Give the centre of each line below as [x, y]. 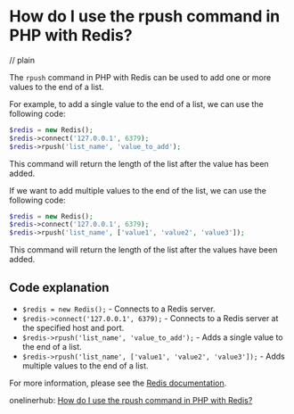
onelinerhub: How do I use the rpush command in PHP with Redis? [131, 400]
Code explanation [59, 287]
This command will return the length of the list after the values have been [143, 250]
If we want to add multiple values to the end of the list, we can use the [138, 190]
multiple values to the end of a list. [85, 366]
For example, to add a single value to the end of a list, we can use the [137, 103]
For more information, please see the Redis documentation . [118, 383]
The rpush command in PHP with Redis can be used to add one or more [140, 77]
